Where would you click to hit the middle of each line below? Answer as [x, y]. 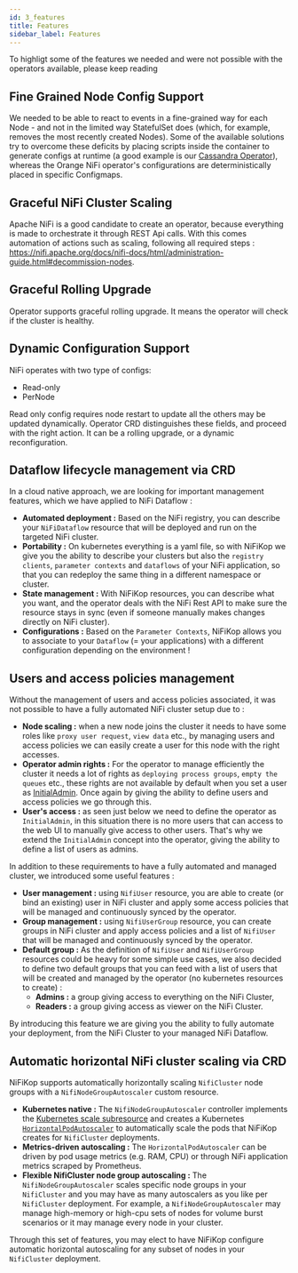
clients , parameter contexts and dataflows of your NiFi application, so [151, 565]
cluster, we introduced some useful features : [92, 876]
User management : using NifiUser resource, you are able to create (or [153, 893]
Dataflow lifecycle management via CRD [123, 471]
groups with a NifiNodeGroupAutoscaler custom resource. [114, 1092]
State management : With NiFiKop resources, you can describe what [148, 594]
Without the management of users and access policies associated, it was [143, 700]
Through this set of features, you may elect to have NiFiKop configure [137, 1240]
